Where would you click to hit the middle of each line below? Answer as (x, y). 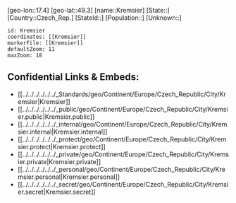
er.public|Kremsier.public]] (56, 117)
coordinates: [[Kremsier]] (47, 37)
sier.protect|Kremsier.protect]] (61, 146)
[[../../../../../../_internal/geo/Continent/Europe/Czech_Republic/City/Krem (122, 124)
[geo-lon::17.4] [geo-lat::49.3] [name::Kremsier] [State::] (89, 10)
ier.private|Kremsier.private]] (59, 161)
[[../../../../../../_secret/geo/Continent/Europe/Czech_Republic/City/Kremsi (123, 184)
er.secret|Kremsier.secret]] (57, 192)
